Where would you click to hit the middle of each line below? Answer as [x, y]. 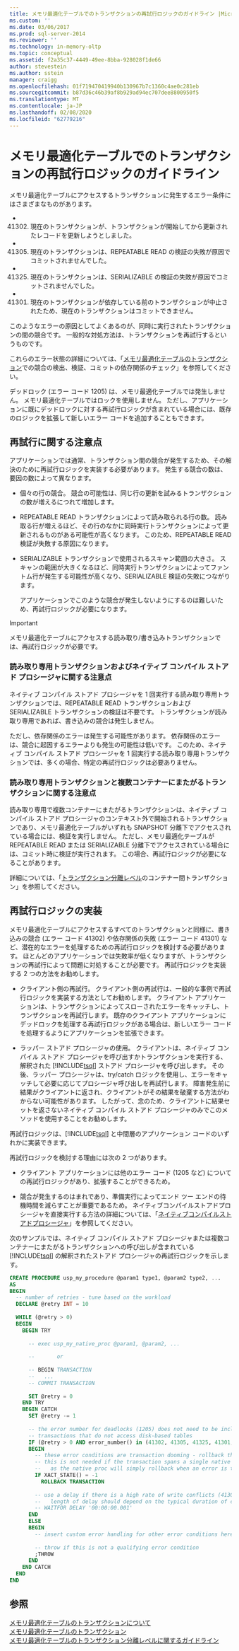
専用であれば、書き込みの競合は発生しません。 [90, 720]
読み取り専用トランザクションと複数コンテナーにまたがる [107, 782]
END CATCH [37, 1568]
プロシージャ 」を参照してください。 [84, 1223]
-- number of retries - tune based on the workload [93, 1298]
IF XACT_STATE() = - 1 [67, 1476]
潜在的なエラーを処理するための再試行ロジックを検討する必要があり [120, 947]
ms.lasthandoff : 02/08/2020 [51, 112]
